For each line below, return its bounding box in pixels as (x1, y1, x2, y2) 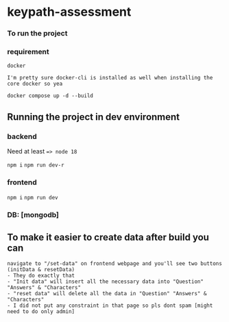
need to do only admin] (7, 308, 75, 315)
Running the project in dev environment (7, 111, 180, 123)
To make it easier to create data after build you (7, 231, 209, 243)
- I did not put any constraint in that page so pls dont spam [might (7, 302, 213, 309)
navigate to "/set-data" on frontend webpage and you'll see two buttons (7, 260, 223, 267)
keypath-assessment (7, 4, 132, 20)
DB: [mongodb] (7, 210, 60, 220)
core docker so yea (7, 80, 63, 88)
